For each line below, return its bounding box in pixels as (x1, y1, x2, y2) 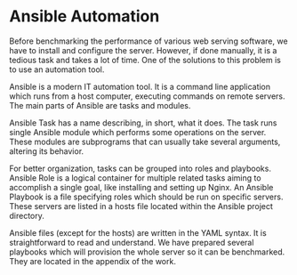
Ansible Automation (9, 6, 160, 27)
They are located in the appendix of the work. (9, 255, 176, 266)
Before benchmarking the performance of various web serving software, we (9, 36, 288, 46)
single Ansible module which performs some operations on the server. (9, 126, 267, 137)
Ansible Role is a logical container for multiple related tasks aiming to (9, 172, 261, 183)
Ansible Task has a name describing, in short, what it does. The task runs (9, 117, 277, 128)
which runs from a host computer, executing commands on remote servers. (9, 91, 285, 101)
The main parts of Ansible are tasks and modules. (9, 100, 191, 110)
